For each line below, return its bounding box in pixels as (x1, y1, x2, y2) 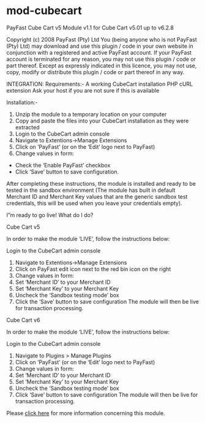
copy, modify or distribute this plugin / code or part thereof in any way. (6, 68, 185, 75)
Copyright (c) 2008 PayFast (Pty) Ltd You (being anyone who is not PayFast (6, 36, 197, 43)
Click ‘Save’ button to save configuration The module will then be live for (15, 391, 198, 398)
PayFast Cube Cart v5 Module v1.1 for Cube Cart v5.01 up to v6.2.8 (6, 24, 174, 31)
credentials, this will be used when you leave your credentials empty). (6, 199, 182, 207)
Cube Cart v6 (6, 316, 40, 324)
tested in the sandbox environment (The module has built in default (6, 186, 176, 194)
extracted (15, 123, 40, 131)
